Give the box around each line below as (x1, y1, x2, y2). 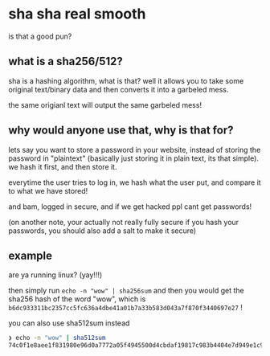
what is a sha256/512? (8, 55, 123, 68)
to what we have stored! (8, 186, 88, 195)
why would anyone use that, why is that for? (8, 124, 234, 137)
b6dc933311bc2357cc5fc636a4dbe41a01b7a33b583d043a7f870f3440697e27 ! (8, 303, 243, 313)
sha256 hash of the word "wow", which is (8, 294, 146, 304)
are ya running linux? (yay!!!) (8, 270, 103, 280)
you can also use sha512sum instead (8, 318, 130, 328)
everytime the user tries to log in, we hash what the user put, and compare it (8, 178, 261, 187)
